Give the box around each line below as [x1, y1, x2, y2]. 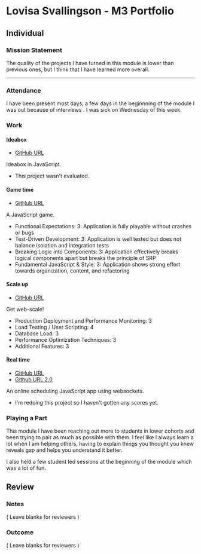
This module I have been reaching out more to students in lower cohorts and [6, 427, 194, 434]
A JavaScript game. [6, 211, 55, 218]
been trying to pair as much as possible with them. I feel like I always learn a [6, 434, 194, 441]
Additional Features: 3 [14, 342, 69, 350]
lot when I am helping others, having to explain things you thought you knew [6, 440, 194, 448]
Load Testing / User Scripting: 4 [14, 323, 94, 330]
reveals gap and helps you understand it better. [6, 446, 123, 454]
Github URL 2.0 [14, 375, 53, 383]
